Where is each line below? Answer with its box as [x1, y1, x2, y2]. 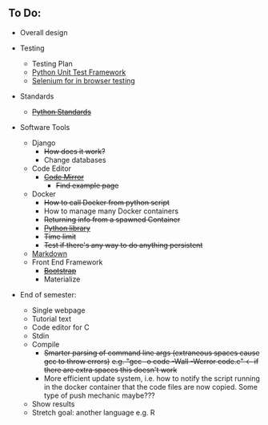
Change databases [43, 155, 106, 164]
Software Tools [19, 122, 70, 132]
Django [31, 138, 56, 148]
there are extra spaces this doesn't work [43, 365, 178, 374]
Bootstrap [43, 265, 77, 275]
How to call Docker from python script [43, 197, 170, 207]
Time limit [43, 232, 77, 241]
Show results [31, 399, 75, 408]
